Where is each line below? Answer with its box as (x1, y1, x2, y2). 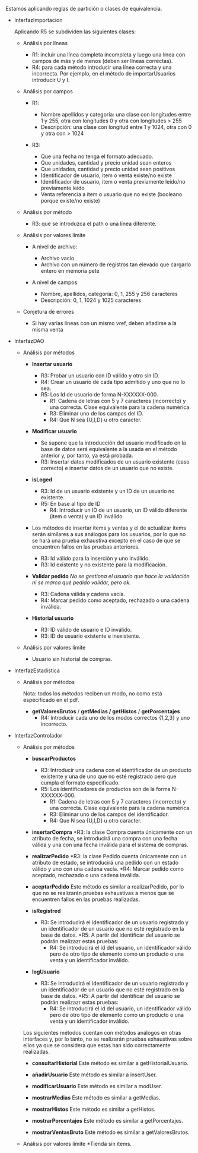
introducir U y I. (31, 77, 70, 83)
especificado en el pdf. (23, 697, 79, 703)
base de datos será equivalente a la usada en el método (40, 446, 177, 452)
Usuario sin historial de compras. (31, 656, 113, 662)
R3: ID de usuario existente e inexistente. (40, 632, 140, 639)
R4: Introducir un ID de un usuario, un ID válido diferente (49, 506, 187, 514)
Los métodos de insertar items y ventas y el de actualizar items (31, 524, 186, 531)
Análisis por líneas (23, 40, 68, 46)
